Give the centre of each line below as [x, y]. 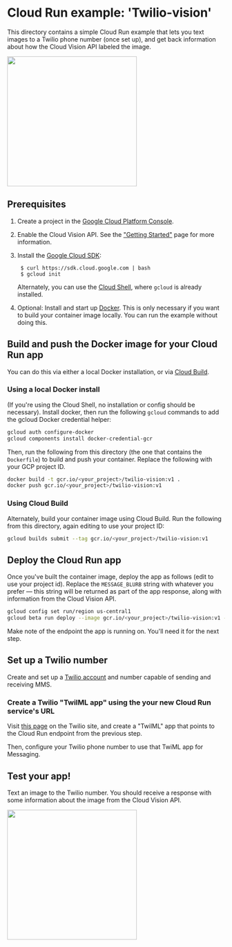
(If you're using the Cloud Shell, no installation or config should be [101, 405]
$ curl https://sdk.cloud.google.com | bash [85, 268]
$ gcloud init [41, 274]
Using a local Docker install [54, 389]
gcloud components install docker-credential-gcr [80, 439]
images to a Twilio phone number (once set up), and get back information [112, 39]
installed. [30, 294]
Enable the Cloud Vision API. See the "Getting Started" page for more [116, 234]
